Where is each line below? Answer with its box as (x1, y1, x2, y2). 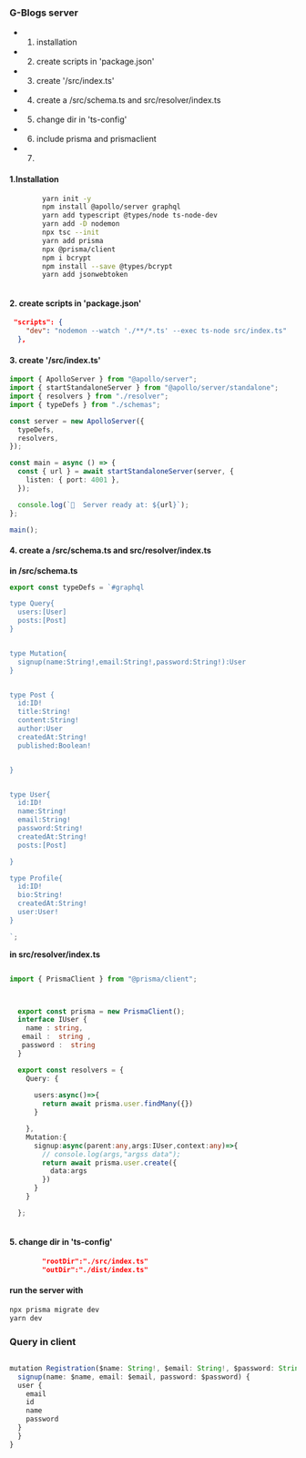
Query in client (9, 1335, 76, 1348)
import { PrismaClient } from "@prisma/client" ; (9, 974, 198, 984)
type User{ (9, 790, 51, 799)
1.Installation (9, 173, 59, 184)
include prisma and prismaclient (36, 134, 157, 145)
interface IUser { (17, 1015, 88, 1025)
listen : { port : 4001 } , (25, 475, 120, 484)
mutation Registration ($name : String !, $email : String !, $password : (9, 1363, 275, 1372)
